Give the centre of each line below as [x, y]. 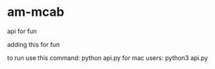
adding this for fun [34, 44]
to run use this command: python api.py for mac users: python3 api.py [108, 58]
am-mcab [36, 12]
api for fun [22, 31]
